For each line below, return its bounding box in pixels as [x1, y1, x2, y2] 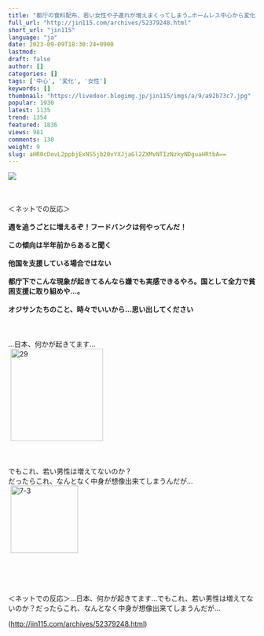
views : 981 [8, 128, 44, 136]
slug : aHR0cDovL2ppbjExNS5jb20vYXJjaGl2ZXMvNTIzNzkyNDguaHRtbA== [8, 150, 226, 158]
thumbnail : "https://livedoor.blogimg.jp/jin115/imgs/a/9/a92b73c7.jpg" [8, 92, 251, 100]
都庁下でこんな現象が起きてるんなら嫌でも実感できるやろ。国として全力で [8, 276, 249, 287]
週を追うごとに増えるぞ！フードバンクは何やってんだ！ [8, 222, 187, 232]
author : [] [8, 63, 44, 71]
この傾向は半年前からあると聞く [8, 240, 112, 250]
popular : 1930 [8, 99, 55, 107]
